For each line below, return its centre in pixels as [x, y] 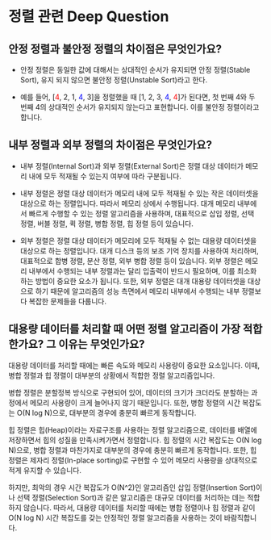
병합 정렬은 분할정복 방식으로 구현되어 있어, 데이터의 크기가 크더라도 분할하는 [129, 392]
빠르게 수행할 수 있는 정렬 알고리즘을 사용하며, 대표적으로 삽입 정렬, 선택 [142, 213]
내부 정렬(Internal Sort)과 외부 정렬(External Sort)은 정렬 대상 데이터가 [132, 165]
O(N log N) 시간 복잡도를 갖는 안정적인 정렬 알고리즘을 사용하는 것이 [115, 517]
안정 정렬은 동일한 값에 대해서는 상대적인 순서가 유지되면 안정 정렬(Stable [135, 70]
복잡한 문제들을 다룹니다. [68, 301]
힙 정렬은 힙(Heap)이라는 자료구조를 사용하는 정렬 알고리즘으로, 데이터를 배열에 [133, 429]
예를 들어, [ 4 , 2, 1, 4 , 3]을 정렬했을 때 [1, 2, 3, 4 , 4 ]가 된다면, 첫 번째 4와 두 [138, 97]
